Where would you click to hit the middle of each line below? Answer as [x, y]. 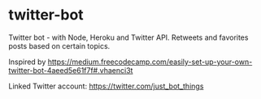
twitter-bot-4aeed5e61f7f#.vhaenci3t [71, 70]
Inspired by [27, 62]
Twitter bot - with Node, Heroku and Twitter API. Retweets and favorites [128, 37]
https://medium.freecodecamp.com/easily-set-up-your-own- [150, 62]
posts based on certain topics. [59, 45]
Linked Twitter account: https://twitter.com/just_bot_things [106, 86]
